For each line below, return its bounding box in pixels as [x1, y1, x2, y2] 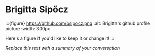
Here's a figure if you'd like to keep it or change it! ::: [5, 35, 115, 41]
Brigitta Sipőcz [5, 4, 68, 15]
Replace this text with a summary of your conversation [5, 45, 120, 51]
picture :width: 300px [5, 25, 50, 31]
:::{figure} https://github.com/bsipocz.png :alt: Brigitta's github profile [5, 20, 150, 26]
